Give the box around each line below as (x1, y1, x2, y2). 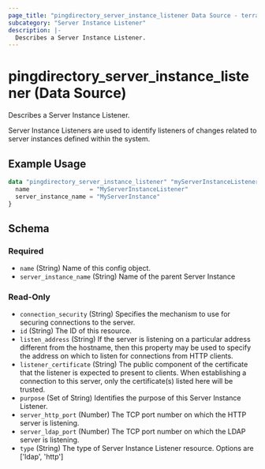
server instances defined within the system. (8, 134, 151, 144)
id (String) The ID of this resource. (19, 326, 132, 336)
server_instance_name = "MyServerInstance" (15, 193, 160, 201)
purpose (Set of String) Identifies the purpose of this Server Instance (19, 393, 242, 403)
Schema (8, 222, 50, 235)
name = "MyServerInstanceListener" (15, 185, 189, 193)
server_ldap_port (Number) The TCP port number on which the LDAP (19, 427, 246, 437)
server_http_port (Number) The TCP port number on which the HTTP (19, 410, 247, 419)
